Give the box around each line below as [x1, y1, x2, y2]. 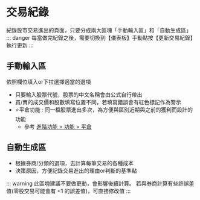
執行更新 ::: [6, 42, 34, 49]
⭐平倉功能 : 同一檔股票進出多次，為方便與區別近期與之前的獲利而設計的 [15, 106, 193, 113]
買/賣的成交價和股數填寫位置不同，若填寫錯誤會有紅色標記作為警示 [15, 98, 181, 105]
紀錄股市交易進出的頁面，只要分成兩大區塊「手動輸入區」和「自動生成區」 [6, 27, 192, 34]
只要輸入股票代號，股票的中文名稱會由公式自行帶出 [15, 91, 143, 98]
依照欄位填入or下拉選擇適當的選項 [6, 78, 91, 85]
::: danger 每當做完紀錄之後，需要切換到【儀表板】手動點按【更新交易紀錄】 [6, 34, 196, 41]
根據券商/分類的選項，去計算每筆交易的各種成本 [15, 159, 134, 166]
